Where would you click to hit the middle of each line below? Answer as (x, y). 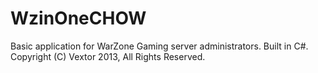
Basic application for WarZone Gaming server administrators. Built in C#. (159, 46)
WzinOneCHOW (78, 18)
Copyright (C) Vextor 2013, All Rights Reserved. (108, 56)
